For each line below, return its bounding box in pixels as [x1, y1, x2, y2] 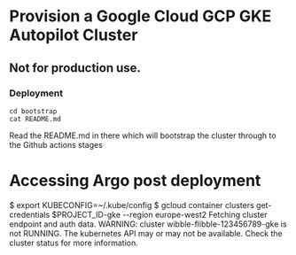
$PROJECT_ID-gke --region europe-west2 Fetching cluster [51, 209, 268, 220]
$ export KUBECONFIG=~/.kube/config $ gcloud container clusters [9, 199, 254, 210]
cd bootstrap [9, 106, 58, 116]
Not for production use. [9, 60, 142, 75]
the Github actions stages [9, 139, 104, 150]
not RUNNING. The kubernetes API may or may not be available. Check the [9, 228, 283, 238]
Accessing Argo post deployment [9, 171, 261, 191]
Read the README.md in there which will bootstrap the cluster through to [9, 130, 277, 141]
